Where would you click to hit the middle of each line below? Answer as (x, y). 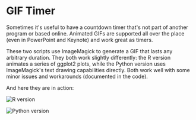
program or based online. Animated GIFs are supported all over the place (95, 33)
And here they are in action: (40, 87)
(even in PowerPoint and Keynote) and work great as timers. (80, 40)
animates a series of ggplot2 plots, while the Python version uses (86, 64)
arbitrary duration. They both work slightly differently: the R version (88, 57)
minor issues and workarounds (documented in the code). (77, 76)
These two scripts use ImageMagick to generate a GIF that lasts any (89, 51)
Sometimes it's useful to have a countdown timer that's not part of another (97, 27)
